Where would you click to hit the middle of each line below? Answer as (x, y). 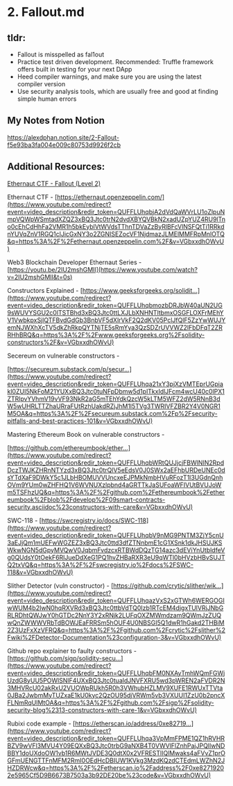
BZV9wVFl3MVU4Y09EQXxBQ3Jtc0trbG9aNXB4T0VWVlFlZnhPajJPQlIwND (116, 746)
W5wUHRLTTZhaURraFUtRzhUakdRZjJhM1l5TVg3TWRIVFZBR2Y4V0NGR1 (114, 406)
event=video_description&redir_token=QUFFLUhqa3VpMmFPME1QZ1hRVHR (116, 738)
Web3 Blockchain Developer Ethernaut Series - (75, 262)
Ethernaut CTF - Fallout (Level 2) (54, 183)
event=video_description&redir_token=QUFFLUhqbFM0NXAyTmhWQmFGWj (116, 673)
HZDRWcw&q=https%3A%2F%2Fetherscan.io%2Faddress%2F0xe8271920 (115, 768)
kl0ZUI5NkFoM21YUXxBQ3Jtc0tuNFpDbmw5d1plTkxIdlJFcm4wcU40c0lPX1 (116, 391)
